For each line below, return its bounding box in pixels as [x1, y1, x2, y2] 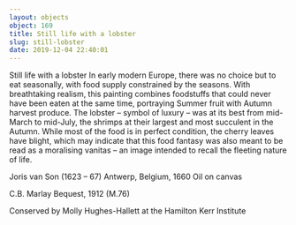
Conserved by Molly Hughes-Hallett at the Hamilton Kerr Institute [9, 206, 247, 216]
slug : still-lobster [9, 37, 86, 47]
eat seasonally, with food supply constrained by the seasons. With [9, 79, 251, 90]
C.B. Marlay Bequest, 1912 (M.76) [9, 189, 131, 199]
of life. [9, 154, 33, 165]
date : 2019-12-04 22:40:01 [9, 46, 109, 55]
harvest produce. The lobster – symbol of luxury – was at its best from [9, 108, 265, 118]
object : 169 [9, 21, 53, 30]
